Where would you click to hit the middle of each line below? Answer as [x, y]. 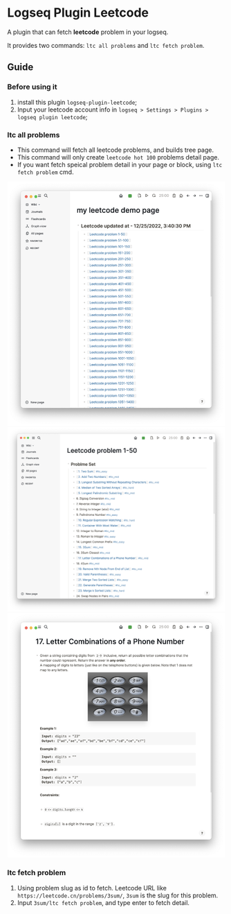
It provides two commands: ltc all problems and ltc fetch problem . [106, 45]
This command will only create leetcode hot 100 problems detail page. [118, 157]
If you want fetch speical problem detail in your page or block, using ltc [120, 164]
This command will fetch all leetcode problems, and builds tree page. [115, 150]
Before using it [32, 87]
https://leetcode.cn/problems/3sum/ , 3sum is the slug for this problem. [118, 895]
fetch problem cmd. [45, 172]
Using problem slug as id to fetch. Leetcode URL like [92, 888]
